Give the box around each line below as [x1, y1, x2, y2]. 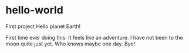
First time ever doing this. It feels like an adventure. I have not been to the [5, 34, 183, 41]
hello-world [5, 3, 64, 17]
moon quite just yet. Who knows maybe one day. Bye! [5, 40, 136, 47]
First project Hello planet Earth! [5, 23, 81, 30]
